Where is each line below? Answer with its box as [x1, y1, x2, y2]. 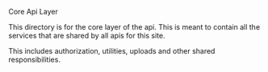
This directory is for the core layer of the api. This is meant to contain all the [8, 22, 261, 31]
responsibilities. [8, 55, 61, 64]
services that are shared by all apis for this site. [8, 31, 165, 40]
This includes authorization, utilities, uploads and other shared [8, 46, 216, 55]
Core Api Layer [8, 7, 58, 16]
